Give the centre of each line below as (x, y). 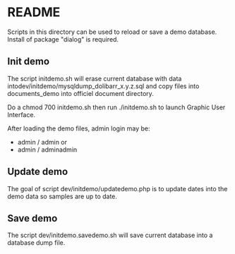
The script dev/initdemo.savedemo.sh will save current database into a (110, 235)
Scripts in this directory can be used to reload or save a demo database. (112, 32)
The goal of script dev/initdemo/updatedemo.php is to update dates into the (117, 188)
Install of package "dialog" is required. (63, 39)
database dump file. (36, 243)
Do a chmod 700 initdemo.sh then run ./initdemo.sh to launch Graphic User (116, 107)
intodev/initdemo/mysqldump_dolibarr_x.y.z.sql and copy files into (103, 86)
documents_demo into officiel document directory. (80, 93)
